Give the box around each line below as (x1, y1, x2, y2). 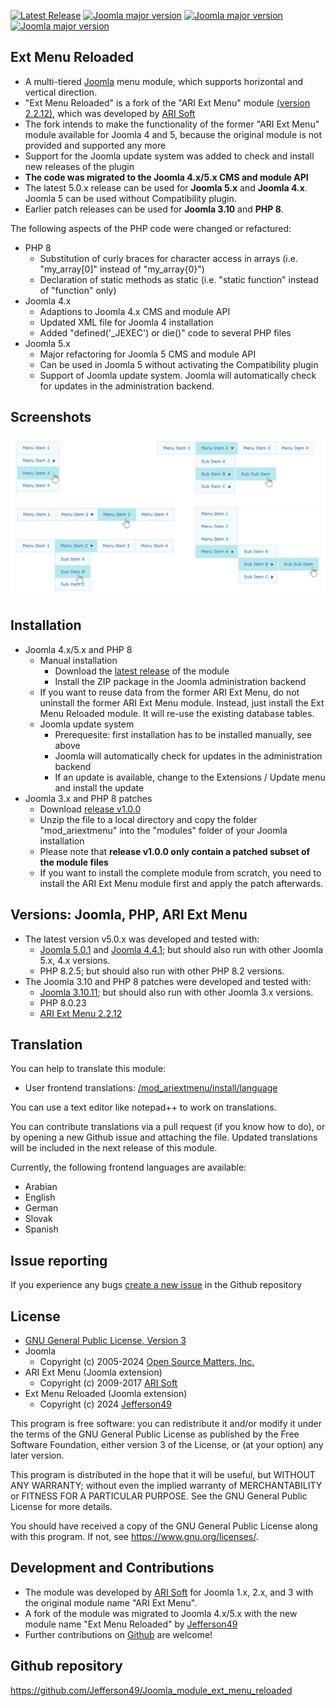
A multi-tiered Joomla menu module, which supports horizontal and (24, 75, 303, 87)
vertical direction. (24, 86, 98, 98)
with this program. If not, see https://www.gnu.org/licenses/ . (10, 1531, 259, 1543)
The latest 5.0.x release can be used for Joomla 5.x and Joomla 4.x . (24, 181, 308, 194)
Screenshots (10, 409, 92, 426)
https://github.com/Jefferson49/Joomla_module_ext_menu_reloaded (10, 1684, 293, 1696)
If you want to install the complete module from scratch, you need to (39, 866, 322, 879)
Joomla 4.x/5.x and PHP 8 (24, 643, 133, 655)
